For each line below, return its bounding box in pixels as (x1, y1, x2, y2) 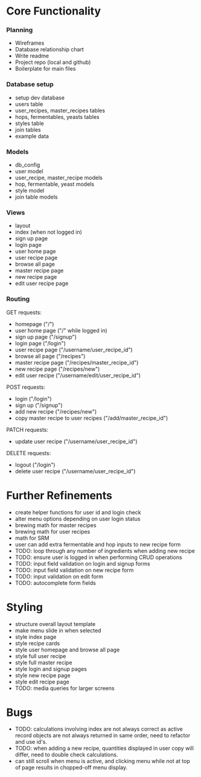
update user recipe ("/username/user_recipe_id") (14, 438, 138, 445)
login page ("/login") (14, 339, 66, 347)
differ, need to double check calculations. (14, 751, 118, 758)
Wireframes (14, 39, 45, 46)
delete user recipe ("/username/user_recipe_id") (14, 467, 136, 475)
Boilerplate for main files (14, 65, 76, 72)
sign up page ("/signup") (14, 333, 77, 341)
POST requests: (6, 383, 46, 391)
